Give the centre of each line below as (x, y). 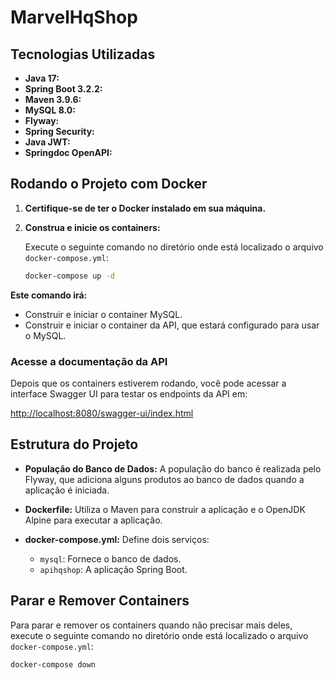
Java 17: (42, 78)
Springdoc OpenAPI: (68, 152)
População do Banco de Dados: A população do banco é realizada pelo (173, 468)
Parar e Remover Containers (100, 601)
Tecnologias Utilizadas (83, 54)
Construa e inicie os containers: (92, 227)
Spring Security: (59, 131)
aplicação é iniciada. (67, 490)
